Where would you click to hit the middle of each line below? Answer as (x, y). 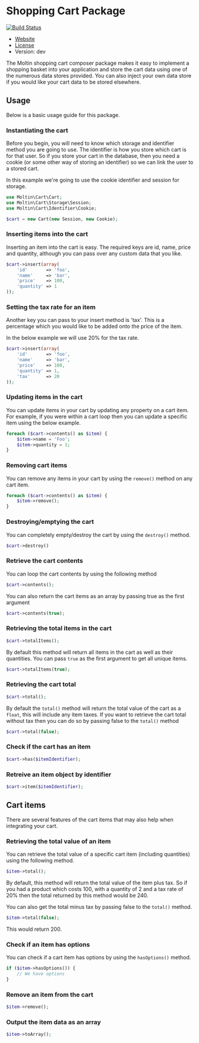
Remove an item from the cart (50, 994)
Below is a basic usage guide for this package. (63, 115)
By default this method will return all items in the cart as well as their (90, 652)
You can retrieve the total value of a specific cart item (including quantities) (98, 854)
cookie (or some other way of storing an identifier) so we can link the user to (100, 162)
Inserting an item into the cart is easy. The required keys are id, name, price (99, 247)
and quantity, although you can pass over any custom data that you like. (94, 253)
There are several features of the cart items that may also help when (90, 819)
